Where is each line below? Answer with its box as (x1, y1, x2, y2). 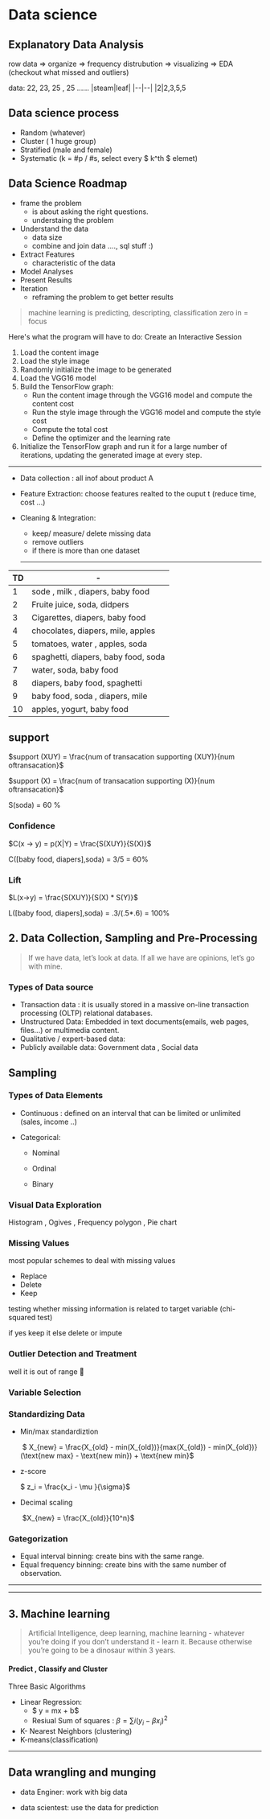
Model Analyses (19, 266, 74, 276)
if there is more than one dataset (31, 545, 141, 555)
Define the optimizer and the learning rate (31, 433, 171, 442)
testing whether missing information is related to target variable (8, 1304, 219, 1314)
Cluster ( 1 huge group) (19, 136, 96, 146)
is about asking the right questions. (31, 207, 149, 216)
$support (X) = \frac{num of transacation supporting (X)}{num (8, 776, 215, 786)
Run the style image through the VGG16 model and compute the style (31, 407, 261, 417)
